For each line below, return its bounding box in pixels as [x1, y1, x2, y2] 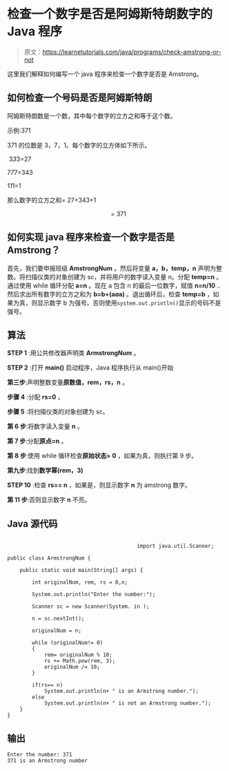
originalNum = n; [32, 627, 81, 634]
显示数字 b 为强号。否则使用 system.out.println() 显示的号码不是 [37, 298, 221, 307]
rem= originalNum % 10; [43, 651, 112, 658]
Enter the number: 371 [7, 751, 72, 758]
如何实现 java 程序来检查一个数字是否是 [7, 231, 175, 243]
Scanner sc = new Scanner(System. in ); [32, 603, 150, 610]
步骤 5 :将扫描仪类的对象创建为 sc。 [7, 408, 109, 416]
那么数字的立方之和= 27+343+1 [7, 196, 97, 204]
